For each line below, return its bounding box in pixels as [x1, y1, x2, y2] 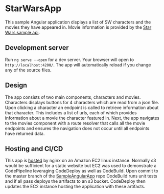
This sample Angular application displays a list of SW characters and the [5, 19, 151, 25]
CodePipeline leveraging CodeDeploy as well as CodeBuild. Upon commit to [5, 168, 158, 174]
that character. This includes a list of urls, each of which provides [5, 109, 137, 115]
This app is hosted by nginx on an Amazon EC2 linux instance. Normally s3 [5, 157, 156, 164]
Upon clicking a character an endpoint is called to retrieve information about [5, 105, 159, 110]
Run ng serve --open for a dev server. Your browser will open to [5, 57, 134, 63]
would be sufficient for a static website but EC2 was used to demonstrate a [5, 163, 157, 169]
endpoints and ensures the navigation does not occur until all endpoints [5, 125, 150, 131]
